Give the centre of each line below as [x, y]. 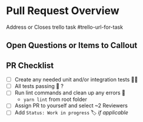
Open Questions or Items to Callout [72, 45]
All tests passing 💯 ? [39, 86]
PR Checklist [30, 65]
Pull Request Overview [63, 11]
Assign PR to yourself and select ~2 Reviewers [71, 106]
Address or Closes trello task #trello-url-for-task [65, 27]
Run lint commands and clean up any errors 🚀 [70, 93]
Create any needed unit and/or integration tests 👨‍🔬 [76, 80]
